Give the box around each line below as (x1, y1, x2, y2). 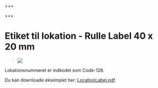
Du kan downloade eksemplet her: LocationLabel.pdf (5, 77, 115, 83)
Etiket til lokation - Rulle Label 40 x (5, 30, 153, 42)
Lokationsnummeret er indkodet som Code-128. (5, 67, 104, 73)
